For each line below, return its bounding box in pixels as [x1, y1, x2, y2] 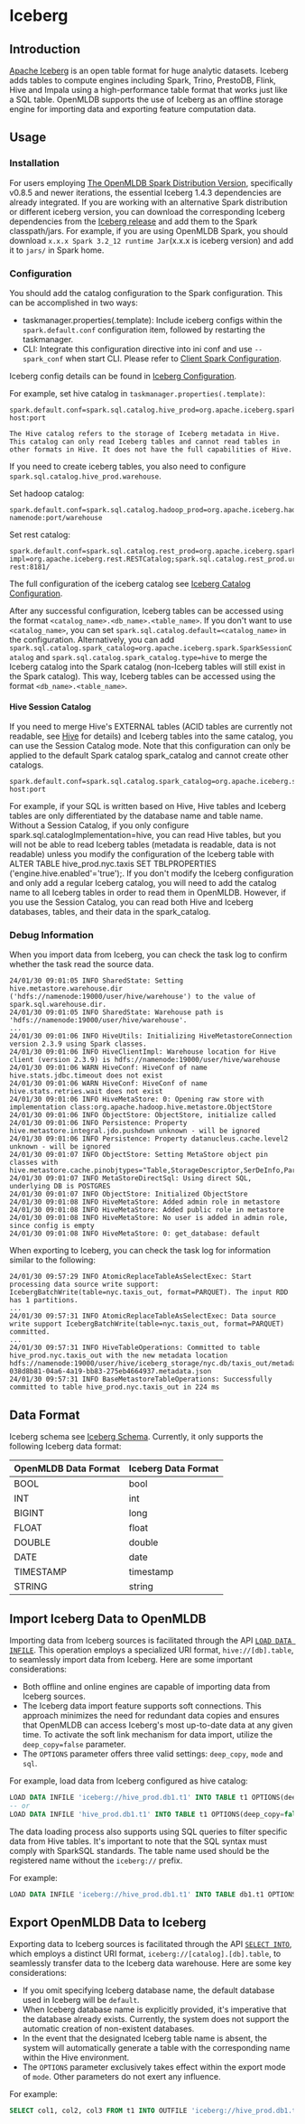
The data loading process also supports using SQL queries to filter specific [9, 1826, 288, 1837]
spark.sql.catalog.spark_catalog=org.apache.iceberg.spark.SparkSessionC [9, 643, 293, 653]
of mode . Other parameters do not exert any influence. [22, 2072, 221, 2082]
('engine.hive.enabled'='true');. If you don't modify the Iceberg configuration [9, 868, 294, 879]
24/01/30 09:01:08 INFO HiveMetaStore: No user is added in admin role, [9, 1214, 289, 1223]
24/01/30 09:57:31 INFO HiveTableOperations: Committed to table [9, 1343, 260, 1353]
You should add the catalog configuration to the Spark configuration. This [9, 287, 283, 298]
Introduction [9, 42, 81, 57]
